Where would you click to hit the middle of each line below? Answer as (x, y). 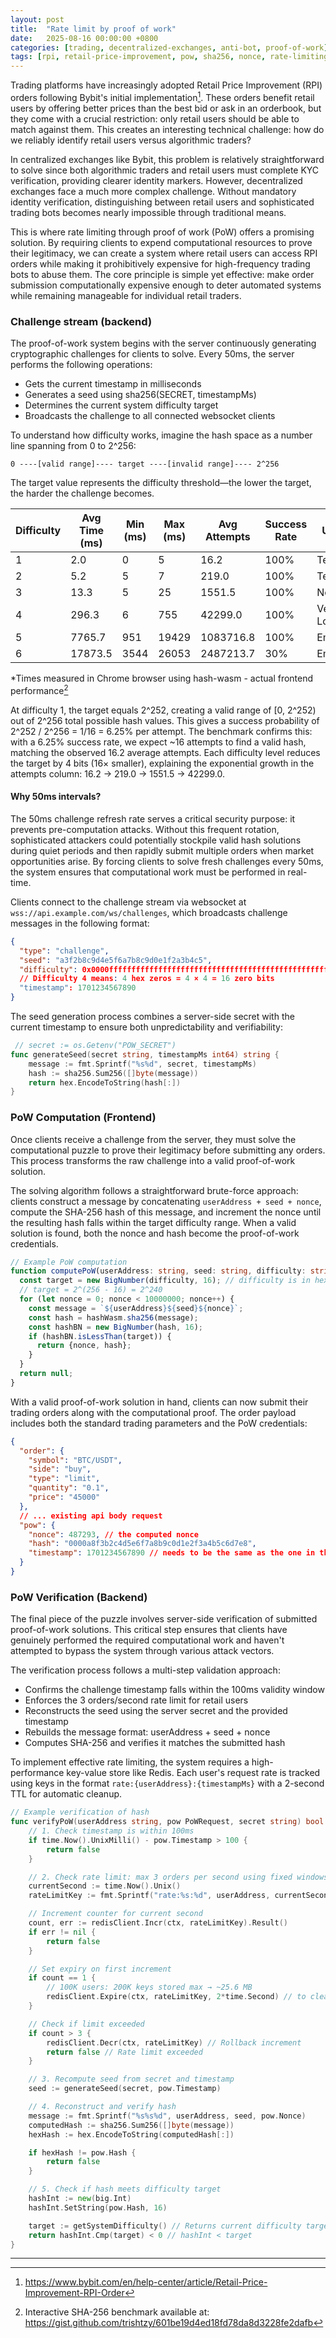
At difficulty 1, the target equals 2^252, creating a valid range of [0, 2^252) (163, 710)
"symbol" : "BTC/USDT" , (75, 1460)
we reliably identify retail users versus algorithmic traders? (131, 140)
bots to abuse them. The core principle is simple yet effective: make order (162, 274)
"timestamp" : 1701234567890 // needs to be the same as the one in (172, 1553)
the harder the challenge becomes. (82, 493)
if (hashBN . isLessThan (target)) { (100, 1336)
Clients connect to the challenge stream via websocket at (128, 902)
